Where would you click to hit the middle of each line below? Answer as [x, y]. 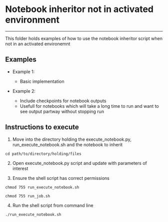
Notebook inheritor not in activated [79, 9]
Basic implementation [42, 81]
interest [20, 168]
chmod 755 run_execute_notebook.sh [42, 187]
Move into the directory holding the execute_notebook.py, [72, 139]
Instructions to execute [42, 127]
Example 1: [23, 72]
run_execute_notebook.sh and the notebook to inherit [67, 144]
